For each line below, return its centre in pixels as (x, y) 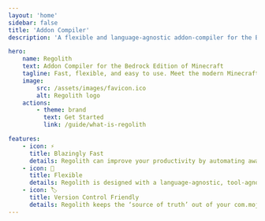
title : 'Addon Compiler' (49, 30)
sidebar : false (33, 23)
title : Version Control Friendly (84, 197)
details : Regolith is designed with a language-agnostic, (126, 183)
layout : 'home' (33, 15)
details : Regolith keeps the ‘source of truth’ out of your (130, 204)
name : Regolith (47, 59)
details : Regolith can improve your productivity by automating (137, 161)
